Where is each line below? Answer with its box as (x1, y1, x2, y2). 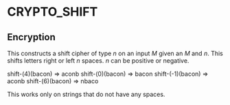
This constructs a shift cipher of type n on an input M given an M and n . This (7, 49, 223, 57)
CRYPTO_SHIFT (7, 4, 98, 20)
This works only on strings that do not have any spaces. (7, 90, 165, 98)
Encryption (7, 31, 56, 43)
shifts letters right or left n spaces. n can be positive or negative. (7, 57, 189, 65)
